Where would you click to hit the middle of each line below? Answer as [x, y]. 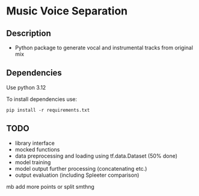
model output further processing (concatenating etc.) [81, 168]
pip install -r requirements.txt [48, 110]
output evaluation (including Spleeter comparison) [77, 175]
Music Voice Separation [67, 11]
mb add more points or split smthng [51, 186]
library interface [35, 143]
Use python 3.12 [26, 87]
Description [29, 33]
